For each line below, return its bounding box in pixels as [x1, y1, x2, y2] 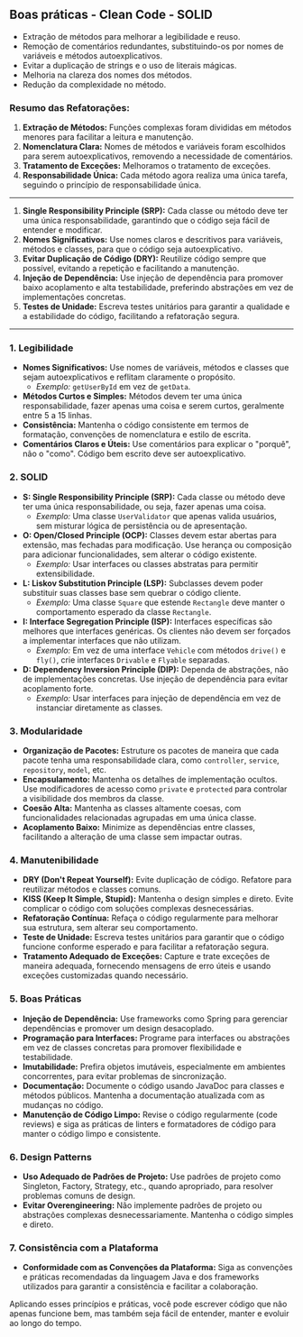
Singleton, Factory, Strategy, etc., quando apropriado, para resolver [22, 1180, 273, 1191]
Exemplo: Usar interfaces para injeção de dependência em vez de [35, 692, 281, 703]
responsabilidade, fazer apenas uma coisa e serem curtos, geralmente [22, 400, 285, 411]
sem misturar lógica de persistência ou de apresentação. [35, 520, 248, 531]
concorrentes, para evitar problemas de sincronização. [22, 1070, 227, 1081]
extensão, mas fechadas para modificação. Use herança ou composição [22, 539, 292, 550]
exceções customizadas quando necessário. [22, 970, 188, 981]
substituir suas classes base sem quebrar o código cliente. [22, 587, 242, 598]
